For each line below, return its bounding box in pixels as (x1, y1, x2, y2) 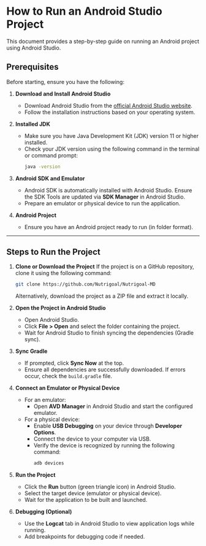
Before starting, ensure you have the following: (6, 78, 124, 85)
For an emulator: (24, 396, 66, 404)
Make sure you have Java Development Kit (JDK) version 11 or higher (24, 132, 199, 139)
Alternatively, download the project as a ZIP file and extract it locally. (15, 292, 189, 300)
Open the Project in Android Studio (15, 305, 106, 312)
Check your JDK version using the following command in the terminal (24, 145, 200, 153)
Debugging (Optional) (15, 508, 72, 515)
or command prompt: (24, 151, 78, 159)
